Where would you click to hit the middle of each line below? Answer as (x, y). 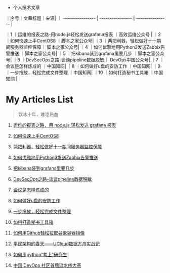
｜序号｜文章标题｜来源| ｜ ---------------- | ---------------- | (70, 18)
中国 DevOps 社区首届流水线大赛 (47, 265)
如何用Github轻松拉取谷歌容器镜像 (49, 233)
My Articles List (39, 100)
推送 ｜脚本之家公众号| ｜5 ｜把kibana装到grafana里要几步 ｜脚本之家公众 (87, 53)
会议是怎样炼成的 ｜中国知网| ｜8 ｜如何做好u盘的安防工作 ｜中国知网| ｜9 (83, 66)
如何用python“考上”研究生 (40, 254)
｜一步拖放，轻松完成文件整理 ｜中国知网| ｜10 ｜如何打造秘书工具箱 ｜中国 (84, 72)
